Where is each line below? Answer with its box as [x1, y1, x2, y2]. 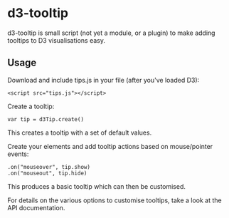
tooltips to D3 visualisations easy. [7, 36, 105, 44]
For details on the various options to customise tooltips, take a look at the [7, 196, 222, 204]
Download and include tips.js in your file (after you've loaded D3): [7, 76, 200, 84]
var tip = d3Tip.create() [7, 115, 84, 123]
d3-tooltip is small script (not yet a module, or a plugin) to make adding [7, 28, 215, 37]
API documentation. [7, 203, 65, 212]
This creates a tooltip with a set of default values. [7, 128, 152, 137]
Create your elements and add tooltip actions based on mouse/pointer [7, 142, 213, 150]
